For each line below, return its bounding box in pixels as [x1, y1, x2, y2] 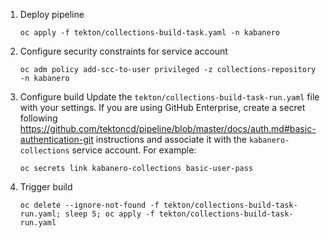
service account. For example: [71, 144, 197, 156]
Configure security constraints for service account [19, 45, 228, 57]
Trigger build [19, 181, 73, 193]
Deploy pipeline [19, 9, 85, 20]
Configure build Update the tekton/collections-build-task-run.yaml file [19, 91, 320, 103]
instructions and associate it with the [95, 134, 247, 145]
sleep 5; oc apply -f [64, 209, 155, 219]
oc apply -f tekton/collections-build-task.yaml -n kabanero [19, 28, 281, 38]
